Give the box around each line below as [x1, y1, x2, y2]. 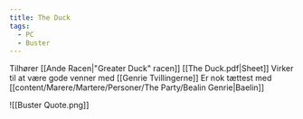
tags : [9, 22, 30, 31]
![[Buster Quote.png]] [9, 100, 90, 111]
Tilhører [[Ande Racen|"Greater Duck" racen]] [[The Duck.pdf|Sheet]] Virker [9, 63, 294, 74]
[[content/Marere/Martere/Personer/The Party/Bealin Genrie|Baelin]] [9, 82, 265, 93]
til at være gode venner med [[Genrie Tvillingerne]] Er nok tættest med [9, 73, 272, 84]
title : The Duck [9, 13, 71, 23]
